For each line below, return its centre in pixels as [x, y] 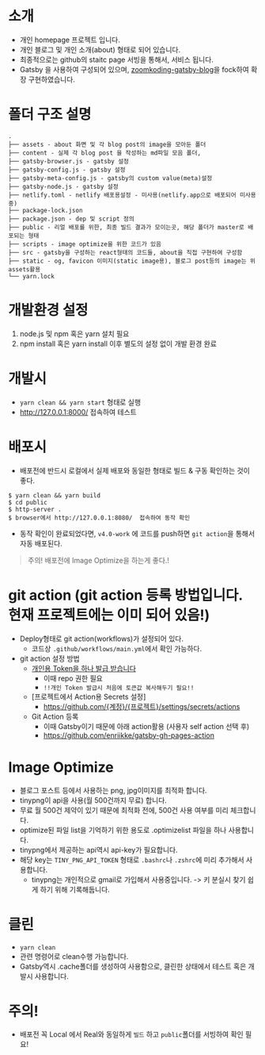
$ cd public [28, 502]
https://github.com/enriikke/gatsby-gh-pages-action [129, 735]
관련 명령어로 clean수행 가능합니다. [74, 956]
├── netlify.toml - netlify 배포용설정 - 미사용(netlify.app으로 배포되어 [122, 195]
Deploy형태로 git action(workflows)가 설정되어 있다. [102, 639]
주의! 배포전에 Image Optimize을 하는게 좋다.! [98, 560]
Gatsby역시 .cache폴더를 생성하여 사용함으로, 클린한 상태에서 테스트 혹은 [133, 966]
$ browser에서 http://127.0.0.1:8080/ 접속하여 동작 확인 [99, 518]
